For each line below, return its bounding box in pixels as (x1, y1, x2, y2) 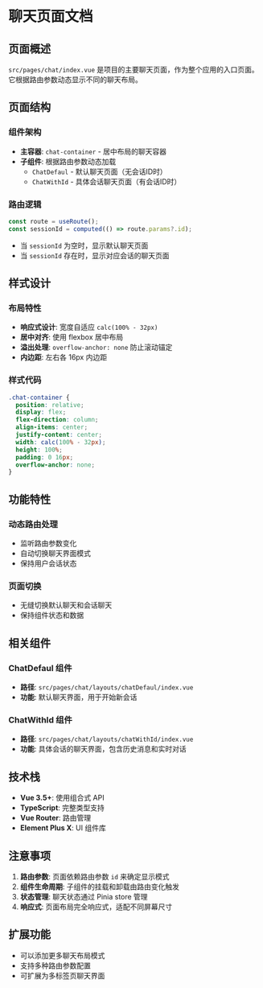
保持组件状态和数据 (19, 611, 84, 620)
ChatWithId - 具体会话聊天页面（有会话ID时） (31, 176, 182, 186)
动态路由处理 (8, 518, 59, 529)
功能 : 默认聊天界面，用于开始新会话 (19, 693, 138, 702)
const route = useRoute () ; (8, 217, 99, 225)
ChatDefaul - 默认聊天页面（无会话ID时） (31, 167, 167, 176)
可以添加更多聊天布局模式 (19, 950, 105, 960)
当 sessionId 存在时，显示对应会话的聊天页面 (19, 250, 171, 260)
